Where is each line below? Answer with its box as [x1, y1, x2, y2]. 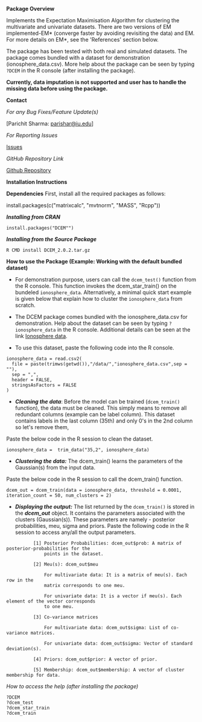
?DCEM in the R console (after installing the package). [6, 67, 136, 74]
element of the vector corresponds [6, 598, 96, 604]
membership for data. [6, 672, 61, 678]
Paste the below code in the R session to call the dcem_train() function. [6, 476, 183, 483]
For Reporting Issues [6, 132, 58, 139]
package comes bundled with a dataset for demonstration [6, 54, 150, 61]
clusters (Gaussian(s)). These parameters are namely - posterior [14, 516, 175, 523]
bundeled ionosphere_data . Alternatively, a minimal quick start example [14, 289, 192, 296]
